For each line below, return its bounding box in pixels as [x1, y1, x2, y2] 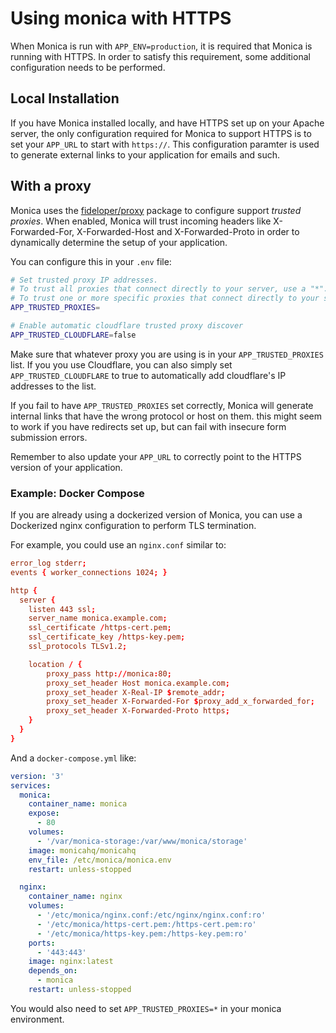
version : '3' [10, 771, 65, 781]
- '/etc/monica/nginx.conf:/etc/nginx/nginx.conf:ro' [36, 910, 267, 921]
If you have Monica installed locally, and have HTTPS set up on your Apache [10, 117, 325, 129]
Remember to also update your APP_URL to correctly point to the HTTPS [10, 450, 302, 462]
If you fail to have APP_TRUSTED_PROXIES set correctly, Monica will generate [10, 399, 314, 411]
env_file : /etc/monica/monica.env [28, 855, 172, 865]
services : [10, 780, 52, 791]
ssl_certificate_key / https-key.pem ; [28, 632, 186, 642]
